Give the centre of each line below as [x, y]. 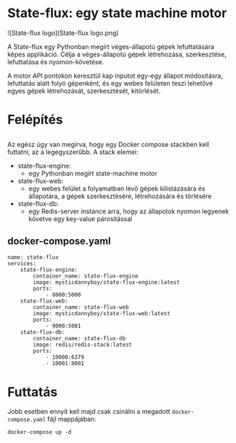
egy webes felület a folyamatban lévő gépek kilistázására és [117, 188]
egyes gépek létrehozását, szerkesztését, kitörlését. [84, 91]
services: [22, 264]
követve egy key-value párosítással [80, 218]
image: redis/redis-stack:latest [83, 345]
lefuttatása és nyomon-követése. [56, 61]
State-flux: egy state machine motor [117, 13]
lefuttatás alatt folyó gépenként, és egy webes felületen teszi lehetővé [110, 83]
